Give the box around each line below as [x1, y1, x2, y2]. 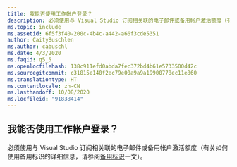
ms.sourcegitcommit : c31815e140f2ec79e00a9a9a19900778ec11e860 [7, 69, 197, 76]
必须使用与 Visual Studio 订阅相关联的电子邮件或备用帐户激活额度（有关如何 [7, 143, 228, 151]
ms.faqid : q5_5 [7, 56, 52, 63]
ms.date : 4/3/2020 [7, 50, 61, 57]
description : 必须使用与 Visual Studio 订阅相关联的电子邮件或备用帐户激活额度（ [7, 17, 227, 24]
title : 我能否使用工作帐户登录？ [7, 10, 93, 18]
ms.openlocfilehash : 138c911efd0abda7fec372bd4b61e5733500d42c [7, 63, 197, 70]
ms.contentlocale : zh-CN [7, 82, 80, 89]
